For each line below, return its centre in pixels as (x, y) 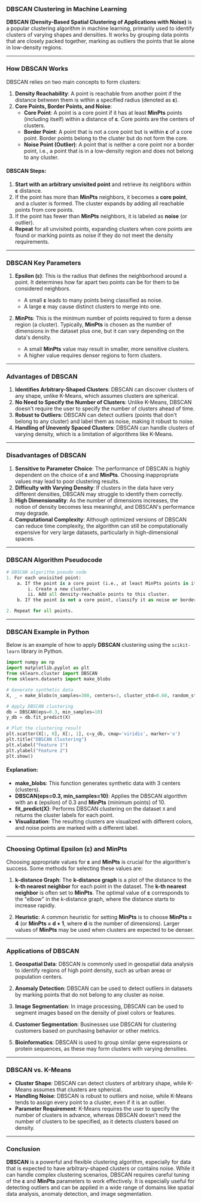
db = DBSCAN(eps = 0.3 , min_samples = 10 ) (54, 712)
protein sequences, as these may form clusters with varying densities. (101, 1049)
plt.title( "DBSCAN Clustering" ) (46, 740)
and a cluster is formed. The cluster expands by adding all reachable (99, 203)
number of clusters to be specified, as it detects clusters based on (97, 1121)
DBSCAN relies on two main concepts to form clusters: (74, 82)
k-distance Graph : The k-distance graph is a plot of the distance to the (103, 880)
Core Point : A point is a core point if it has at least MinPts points (103, 112)
